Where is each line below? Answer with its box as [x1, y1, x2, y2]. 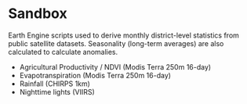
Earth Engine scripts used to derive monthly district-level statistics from [8, 30, 239, 40]
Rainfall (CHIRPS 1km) [19, 79, 90, 88]
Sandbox [8, 5, 68, 23]
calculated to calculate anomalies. [8, 47, 118, 56]
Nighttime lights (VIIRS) [19, 87, 96, 96]
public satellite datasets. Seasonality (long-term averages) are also [8, 38, 224, 48]
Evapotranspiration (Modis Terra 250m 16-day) [19, 70, 171, 80]
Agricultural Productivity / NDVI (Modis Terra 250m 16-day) [19, 62, 212, 71]
